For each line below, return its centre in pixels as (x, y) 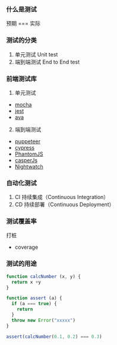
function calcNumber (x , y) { (44, 276)
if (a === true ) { (34, 304)
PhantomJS (29, 154)
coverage (26, 247)
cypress (24, 147)
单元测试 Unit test (36, 54)
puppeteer (27, 141)
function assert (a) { (34, 298)
